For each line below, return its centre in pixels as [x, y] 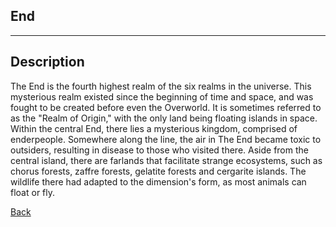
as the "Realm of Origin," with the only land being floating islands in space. [164, 118]
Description [47, 62]
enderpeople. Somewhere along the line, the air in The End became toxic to [166, 139]
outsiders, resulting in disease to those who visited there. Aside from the [159, 150]
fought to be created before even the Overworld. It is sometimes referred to [166, 107]
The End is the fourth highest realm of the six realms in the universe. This [161, 86]
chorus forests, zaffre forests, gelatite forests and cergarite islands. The [158, 171]
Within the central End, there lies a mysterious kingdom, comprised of [154, 128]
